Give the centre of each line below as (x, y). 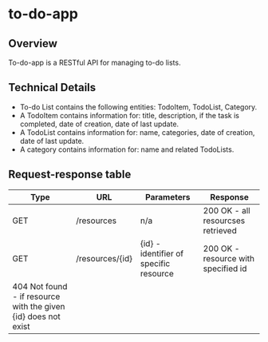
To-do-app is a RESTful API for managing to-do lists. (95, 62)
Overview (33, 44)
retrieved (220, 230)
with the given (39, 306)
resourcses (224, 221)
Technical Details (52, 87)
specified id (225, 268)
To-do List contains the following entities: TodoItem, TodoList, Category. (138, 107)
